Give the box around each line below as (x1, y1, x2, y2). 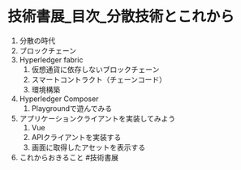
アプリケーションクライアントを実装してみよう (19, 113, 176, 123)
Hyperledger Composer (19, 94, 99, 104)
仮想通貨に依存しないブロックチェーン (31, 64, 160, 74)
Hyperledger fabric (19, 54, 84, 65)
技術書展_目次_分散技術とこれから (7, 7, 235, 26)
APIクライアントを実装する (31, 132, 122, 142)
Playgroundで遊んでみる (31, 103, 113, 113)
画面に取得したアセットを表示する (31, 142, 146, 152)
